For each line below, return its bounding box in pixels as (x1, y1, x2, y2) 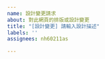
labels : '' (7, 29, 38, 36)
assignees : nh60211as (7, 36, 69, 43)
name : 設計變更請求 (7, 10, 57, 17)
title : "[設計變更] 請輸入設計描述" (7, 23, 100, 29)
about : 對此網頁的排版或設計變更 (7, 16, 90, 23)
